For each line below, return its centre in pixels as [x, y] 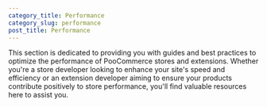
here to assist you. [39, 95]
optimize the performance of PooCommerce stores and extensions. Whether [133, 61]
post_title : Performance [49, 30]
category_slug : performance [55, 23]
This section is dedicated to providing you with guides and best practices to [132, 53]
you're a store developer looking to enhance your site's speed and [117, 70]
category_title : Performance [56, 15]
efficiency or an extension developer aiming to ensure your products [120, 78]
